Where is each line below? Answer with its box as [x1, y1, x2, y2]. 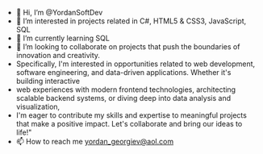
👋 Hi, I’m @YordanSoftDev [15, 8, 103, 17]
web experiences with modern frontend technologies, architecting [15, 85, 236, 94]
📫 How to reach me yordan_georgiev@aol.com [15, 137, 174, 146]
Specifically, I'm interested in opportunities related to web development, [15, 59, 256, 69]
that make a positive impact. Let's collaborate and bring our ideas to [15, 119, 243, 128]
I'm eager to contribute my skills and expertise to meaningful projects [15, 110, 248, 120]
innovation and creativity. [15, 51, 101, 60]
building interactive [15, 77, 81, 85]
